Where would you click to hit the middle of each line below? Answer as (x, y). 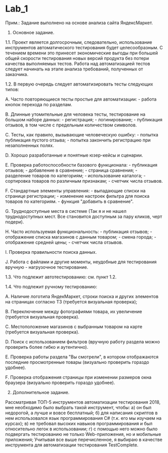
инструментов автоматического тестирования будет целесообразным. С (84, 47)
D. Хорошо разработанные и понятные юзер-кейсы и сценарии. (74, 155)
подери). (15, 221)
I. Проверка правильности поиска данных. (51, 252)
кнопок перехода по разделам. (39, 104)
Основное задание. (33, 32)
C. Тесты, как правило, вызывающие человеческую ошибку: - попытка (82, 134)
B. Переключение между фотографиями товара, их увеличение (74, 311)
